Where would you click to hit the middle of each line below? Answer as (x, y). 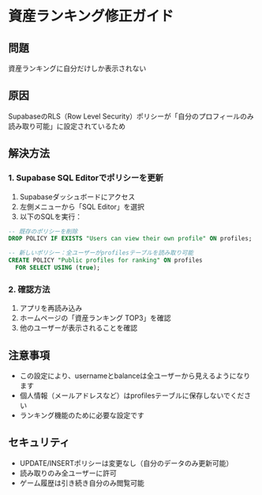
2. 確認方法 (29, 289)
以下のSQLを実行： (51, 216)
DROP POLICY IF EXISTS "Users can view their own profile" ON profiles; (130, 239)
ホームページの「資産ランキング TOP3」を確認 (95, 318)
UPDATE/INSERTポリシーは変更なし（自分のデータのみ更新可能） (126, 463)
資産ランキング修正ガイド (91, 16)
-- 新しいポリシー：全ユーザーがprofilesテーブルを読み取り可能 (101, 253)
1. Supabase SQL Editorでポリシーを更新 (86, 178)
